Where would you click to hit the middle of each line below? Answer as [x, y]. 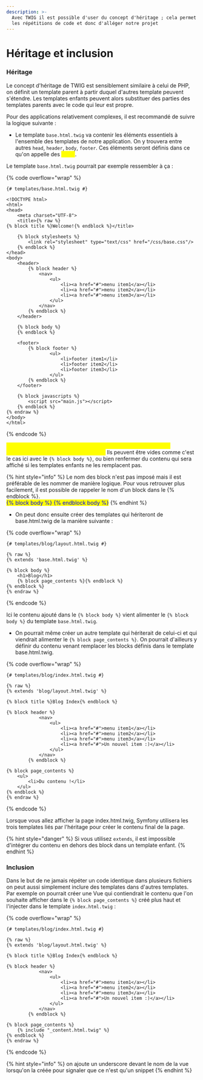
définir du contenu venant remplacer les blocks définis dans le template [105, 646]
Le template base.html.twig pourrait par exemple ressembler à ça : [90, 166]
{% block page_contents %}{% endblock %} [70, 581]
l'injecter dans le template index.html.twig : [61, 906]
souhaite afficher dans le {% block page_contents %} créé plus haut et [93, 900]
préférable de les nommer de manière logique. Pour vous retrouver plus [95, 483]
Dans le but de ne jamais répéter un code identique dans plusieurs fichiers [99, 881]
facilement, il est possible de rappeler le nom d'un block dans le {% [90, 490]
